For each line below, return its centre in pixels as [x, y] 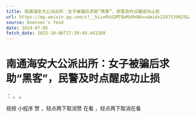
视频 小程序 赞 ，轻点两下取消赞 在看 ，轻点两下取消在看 [73, 108]
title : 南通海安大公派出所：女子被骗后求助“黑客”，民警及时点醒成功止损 [83, 11]
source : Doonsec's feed [35, 22]
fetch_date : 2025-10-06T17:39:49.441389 [56, 33]
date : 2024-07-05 [27, 28]
